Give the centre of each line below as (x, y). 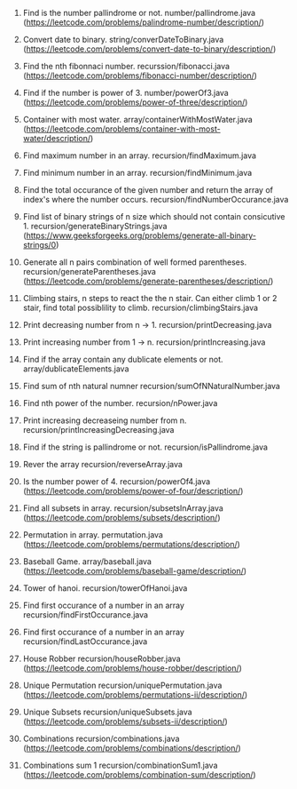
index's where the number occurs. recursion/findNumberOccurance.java (156, 199)
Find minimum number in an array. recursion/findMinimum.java (137, 173)
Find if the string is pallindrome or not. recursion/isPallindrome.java (145, 447)
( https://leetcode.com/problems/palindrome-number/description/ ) (144, 22)
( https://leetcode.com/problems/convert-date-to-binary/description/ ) (149, 49)
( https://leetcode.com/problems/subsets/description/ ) (121, 518)
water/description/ (57, 138)
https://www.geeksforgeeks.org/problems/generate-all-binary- (141, 235)
